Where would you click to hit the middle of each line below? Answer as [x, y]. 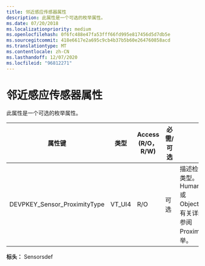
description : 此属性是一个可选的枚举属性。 [56, 18]
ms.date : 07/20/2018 [33, 23]
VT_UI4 [121, 204]
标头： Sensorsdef [30, 257]
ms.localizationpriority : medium [49, 29]
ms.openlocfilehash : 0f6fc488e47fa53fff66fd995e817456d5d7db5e [88, 35]
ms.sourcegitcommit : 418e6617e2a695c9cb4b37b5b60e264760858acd [88, 40]
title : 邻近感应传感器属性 [37, 12]
